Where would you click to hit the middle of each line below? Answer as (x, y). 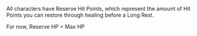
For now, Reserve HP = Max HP (46, 27)
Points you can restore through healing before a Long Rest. (80, 15)
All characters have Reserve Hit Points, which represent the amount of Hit (98, 9)
